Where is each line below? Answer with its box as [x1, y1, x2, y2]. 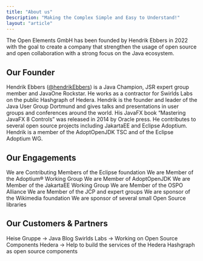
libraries [6, 201, 27, 208]
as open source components [6, 247, 78, 255]
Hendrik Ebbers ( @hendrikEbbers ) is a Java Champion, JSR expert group [6, 83, 189, 91]
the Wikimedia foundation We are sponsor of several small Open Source [6, 195, 186, 202]
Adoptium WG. [6, 135, 43, 143]
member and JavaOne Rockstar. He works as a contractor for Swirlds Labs [6, 90, 193, 97]
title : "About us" [6, 8, 53, 15]
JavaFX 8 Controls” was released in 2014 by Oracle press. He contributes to [6, 116, 196, 123]
